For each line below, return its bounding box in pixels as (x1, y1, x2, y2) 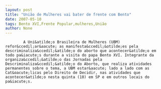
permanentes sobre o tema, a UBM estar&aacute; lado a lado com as (5, 66, 150, 71)
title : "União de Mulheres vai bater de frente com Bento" (5, 12, 132, 17)
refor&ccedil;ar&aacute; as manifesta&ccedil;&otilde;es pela (5, 44, 138, 49)
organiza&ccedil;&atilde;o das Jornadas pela (5, 57, 102, 62)
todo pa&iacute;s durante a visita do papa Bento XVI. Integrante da (5, 53, 154, 58)
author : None (5, 26, 33, 31)
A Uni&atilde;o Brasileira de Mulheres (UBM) (23, 39, 121, 45)
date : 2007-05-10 (5, 16, 42, 21)
